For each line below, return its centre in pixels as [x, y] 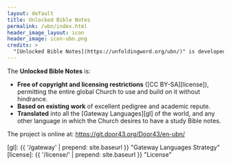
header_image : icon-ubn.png [47, 39]
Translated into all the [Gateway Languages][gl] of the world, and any [116, 113]
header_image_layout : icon [46, 33]
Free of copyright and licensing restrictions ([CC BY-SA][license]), [113, 84]
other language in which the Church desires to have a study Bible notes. [119, 120]
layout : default [30, 13]
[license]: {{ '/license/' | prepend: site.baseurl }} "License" [89, 154]
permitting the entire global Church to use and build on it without [109, 91]
